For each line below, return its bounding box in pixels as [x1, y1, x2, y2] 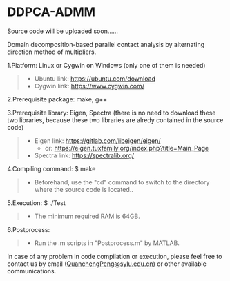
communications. [7, 267, 57, 275]
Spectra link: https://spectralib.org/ [34, 151, 135, 159]
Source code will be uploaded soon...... [7, 27, 119, 35]
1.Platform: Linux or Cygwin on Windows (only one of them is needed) [7, 61, 206, 69]
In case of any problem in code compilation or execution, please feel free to [7, 252, 222, 260]
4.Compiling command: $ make [7, 164, 96, 173]
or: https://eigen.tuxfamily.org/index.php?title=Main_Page [44, 144, 209, 152]
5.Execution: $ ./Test [7, 198, 66, 207]
